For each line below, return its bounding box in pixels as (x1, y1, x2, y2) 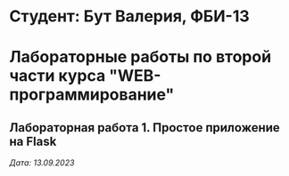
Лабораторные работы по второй (9, 47, 272, 68)
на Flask (9, 133, 57, 148)
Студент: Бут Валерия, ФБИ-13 (9, 6, 250, 27)
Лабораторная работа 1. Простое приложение (9, 120, 281, 135)
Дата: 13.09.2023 (9, 157, 75, 168)
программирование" (9, 84, 175, 105)
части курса (9, 66, 106, 86)
